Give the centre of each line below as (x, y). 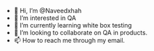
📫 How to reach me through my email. (69, 40)
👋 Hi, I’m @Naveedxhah (48, 11)
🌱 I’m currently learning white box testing (73, 25)
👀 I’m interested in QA (45, 18)
